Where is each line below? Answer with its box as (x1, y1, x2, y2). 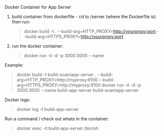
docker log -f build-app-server (16, 107, 79, 112)
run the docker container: (11, 43, 63, 49)
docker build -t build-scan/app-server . (16, 72, 96, 78)
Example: (4, 62, 24, 68)
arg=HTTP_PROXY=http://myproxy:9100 (16, 77, 98, 82)
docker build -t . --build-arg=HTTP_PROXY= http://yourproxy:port (24, 28, 156, 34)
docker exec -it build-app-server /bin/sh (16, 125, 99, 131)
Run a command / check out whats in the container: (4, 116, 109, 122)
